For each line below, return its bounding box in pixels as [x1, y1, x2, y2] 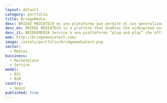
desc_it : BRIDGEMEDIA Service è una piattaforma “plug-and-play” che [5, 30, 153, 35]
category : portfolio [5, 12, 48, 17]
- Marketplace [9, 58, 39, 63]
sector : [5, 44, 21, 49]
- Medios [9, 49, 28, 53]
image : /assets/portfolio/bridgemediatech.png [5, 40, 103, 45]
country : [5, 81, 23, 86]
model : [5, 67, 19, 72]
